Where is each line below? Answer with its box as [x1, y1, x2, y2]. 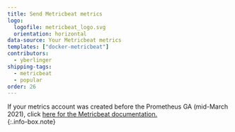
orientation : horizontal [13, 30, 87, 38]
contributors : [7, 50, 50, 57]
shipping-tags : [7, 63, 52, 70]
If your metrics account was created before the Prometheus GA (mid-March [7, 102, 229, 111]
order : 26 [7, 83, 37, 90]
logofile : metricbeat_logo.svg [13, 23, 106, 31]
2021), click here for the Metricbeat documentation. [7, 110, 158, 119]
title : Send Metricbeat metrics [7, 10, 103, 18]
